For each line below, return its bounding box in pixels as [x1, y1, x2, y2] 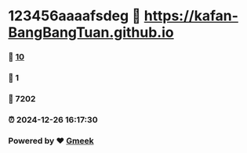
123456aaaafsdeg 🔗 [8, 7, 141, 25]
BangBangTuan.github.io [8, 23, 174, 41]
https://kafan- [143, 7, 239, 25]
